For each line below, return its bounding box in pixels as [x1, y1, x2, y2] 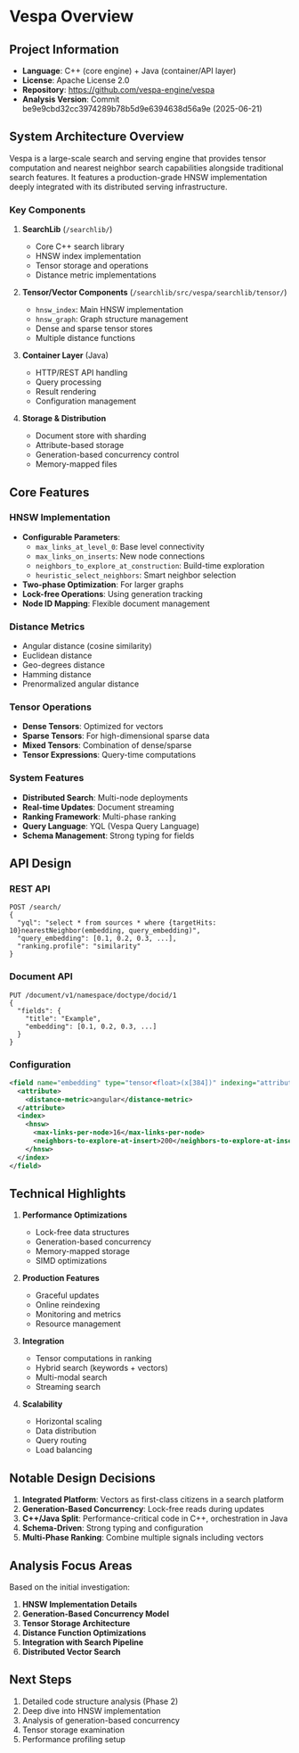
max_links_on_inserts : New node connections [35, 551, 206, 561]
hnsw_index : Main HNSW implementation [35, 304, 184, 315]
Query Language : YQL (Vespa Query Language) [21, 820, 200, 831]
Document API [9, 970, 73, 983]
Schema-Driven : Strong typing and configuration [21, 1523, 204, 1533]
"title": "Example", [25, 1014, 101, 1023]
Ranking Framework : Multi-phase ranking [21, 810, 176, 822]
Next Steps [9, 1672, 72, 1688]
